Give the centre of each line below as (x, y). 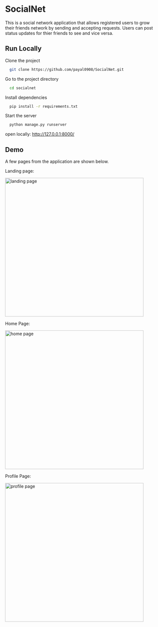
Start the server (21, 116)
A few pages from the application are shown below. (57, 161)
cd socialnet (23, 88)
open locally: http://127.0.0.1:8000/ (40, 134)
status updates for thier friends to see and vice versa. (59, 33)
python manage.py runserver (38, 125)
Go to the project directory (32, 79)
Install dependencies (26, 97)
